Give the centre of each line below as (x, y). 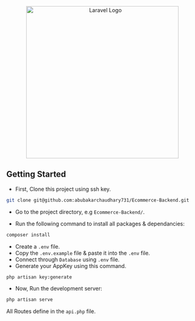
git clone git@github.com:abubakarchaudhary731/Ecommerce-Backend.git (98, 200)
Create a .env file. (37, 246)
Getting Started (36, 175)
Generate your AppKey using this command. (71, 266)
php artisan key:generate (39, 277)
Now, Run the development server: (58, 289)
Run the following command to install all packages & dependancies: (100, 224)
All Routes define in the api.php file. (51, 311)
